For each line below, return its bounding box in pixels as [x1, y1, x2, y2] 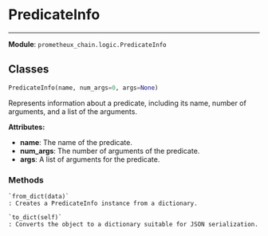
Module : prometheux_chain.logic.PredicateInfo [8, 39, 167, 49]
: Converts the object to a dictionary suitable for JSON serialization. [8, 220, 259, 228]
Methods [8, 174, 44, 185]
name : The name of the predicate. [19, 137, 133, 147]
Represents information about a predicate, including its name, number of [8, 98, 247, 108]
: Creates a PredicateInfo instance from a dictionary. [8, 199, 198, 207]
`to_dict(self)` [8, 213, 62, 221]
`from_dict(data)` [8, 192, 69, 200]
